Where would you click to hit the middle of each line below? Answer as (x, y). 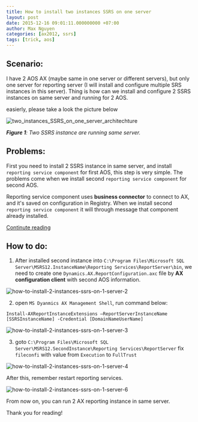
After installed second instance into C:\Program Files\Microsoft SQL (100, 261)
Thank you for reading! (34, 413)
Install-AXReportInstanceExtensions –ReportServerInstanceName (87, 314)
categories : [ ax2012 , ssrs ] (41, 34)
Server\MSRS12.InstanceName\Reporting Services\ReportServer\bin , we (103, 267)
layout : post (22, 17)
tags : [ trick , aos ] (31, 40)
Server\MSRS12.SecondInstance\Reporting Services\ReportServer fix (99, 348)
